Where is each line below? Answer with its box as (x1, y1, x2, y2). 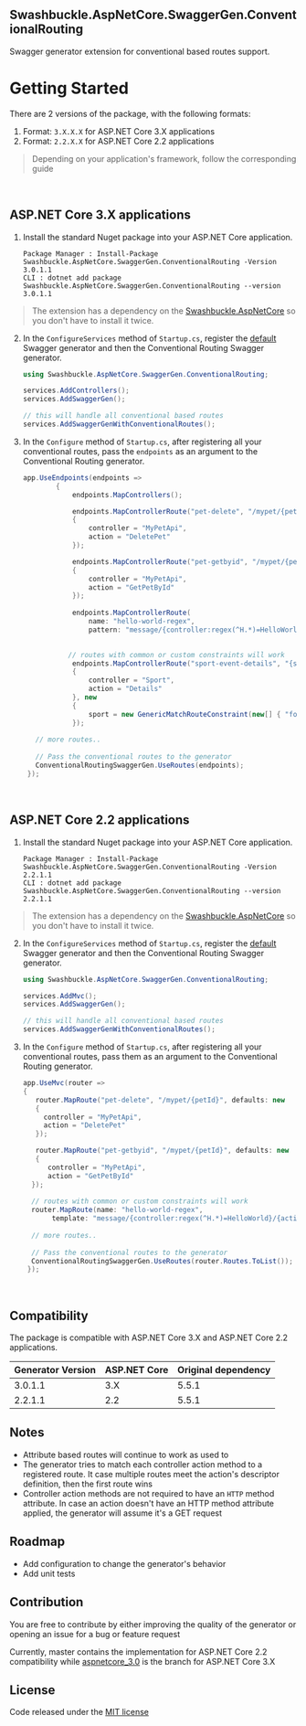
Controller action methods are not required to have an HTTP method (22, 1487, 275, 1498)
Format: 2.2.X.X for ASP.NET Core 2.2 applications (22, 135, 215, 146)
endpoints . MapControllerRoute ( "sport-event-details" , (71, 658, 281, 668)
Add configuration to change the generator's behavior (22, 1558, 227, 1569)
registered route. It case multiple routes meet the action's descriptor (22, 1468, 280, 1479)
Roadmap (9, 1534, 66, 1550)
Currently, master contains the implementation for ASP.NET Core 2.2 (9, 1646, 268, 1657)
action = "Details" (88, 685, 163, 694)
